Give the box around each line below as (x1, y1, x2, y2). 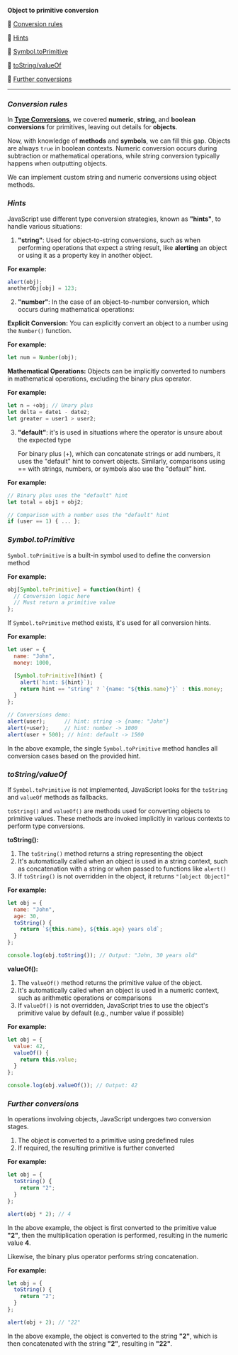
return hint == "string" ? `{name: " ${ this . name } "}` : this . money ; (20, 685, 224, 692)
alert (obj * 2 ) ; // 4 (7, 1210, 72, 1217)
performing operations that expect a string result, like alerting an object (17, 243, 227, 251)
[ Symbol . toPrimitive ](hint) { (13, 672, 103, 679)
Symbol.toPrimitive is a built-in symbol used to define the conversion (7, 550, 210, 560)
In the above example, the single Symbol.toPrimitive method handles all (7, 744, 218, 752)
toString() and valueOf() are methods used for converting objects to (7, 806, 210, 815)
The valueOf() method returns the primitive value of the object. (17, 978, 203, 986)
